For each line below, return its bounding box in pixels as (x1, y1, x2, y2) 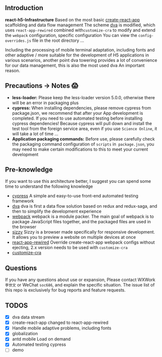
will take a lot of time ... (12, 131, 59, 137)
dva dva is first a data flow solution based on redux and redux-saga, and (12, 203, 158, 209)
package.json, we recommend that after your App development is (12, 110, 143, 116)
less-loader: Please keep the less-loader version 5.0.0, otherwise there (12, 94, 155, 100)
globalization (12, 331, 38, 337)
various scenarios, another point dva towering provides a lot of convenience (5, 57, 158, 63)
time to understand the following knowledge (5, 183, 93, 189)
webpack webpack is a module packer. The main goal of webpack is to (12, 214, 154, 219)
